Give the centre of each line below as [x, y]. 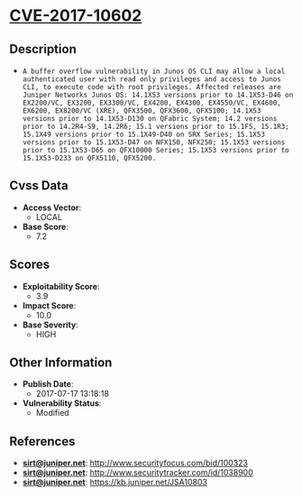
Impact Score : [49, 305]
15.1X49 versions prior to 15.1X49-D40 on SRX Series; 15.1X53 [144, 134]
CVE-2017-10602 [76, 16]
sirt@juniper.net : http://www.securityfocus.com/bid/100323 [135, 463]
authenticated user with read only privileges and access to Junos [151, 79]
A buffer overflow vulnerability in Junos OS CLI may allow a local [154, 71]
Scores [30, 265]
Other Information [61, 363]
